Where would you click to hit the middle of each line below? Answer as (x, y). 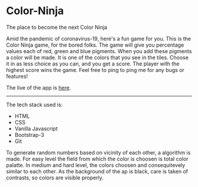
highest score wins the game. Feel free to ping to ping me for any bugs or (95, 70)
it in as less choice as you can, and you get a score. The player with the (93, 64)
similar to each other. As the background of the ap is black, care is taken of (97, 171)
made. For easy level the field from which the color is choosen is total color (97, 159)
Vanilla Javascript (36, 129)
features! (17, 76)
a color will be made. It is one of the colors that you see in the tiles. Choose (97, 57)
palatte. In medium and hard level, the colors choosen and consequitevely (96, 165)
